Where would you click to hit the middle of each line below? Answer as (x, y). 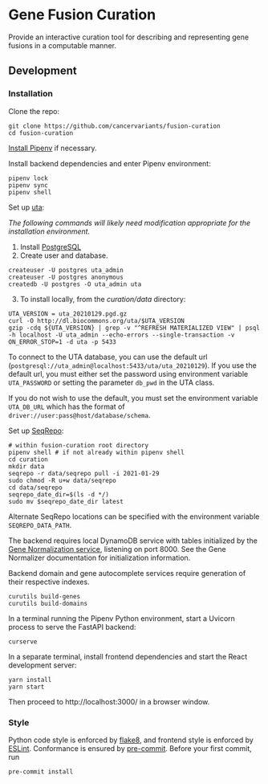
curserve (23, 641)
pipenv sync (28, 185)
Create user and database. (64, 255)
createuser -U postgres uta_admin (66, 270)
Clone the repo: (34, 111)
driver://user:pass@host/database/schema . (79, 414)
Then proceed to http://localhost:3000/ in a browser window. (109, 701)
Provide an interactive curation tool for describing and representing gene (129, 37)
